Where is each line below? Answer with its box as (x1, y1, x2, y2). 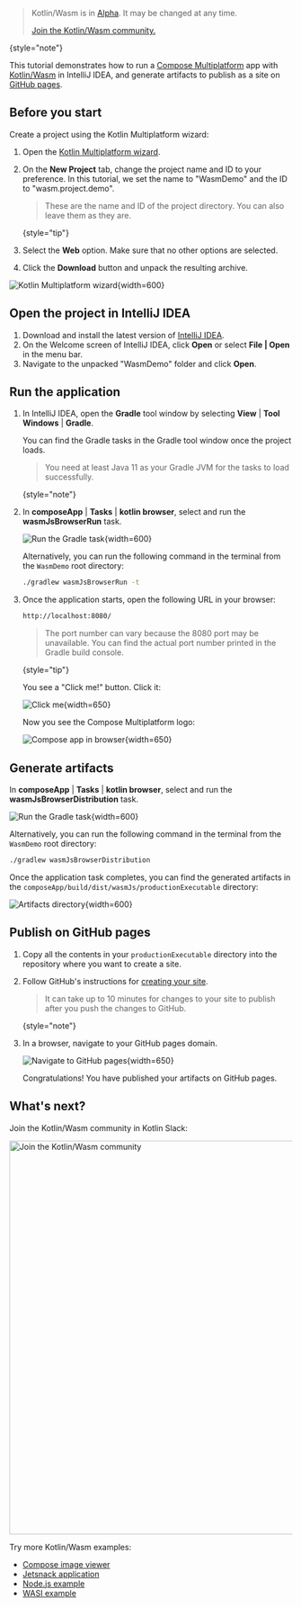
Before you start (9, 105, 102, 121)
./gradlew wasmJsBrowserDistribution (9, 856, 151, 865)
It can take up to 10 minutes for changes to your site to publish (44, 993, 276, 1004)
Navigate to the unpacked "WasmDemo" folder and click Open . (22, 358, 257, 369)
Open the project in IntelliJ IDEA (9, 306, 191, 321)
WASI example (22, 1587, 76, 1598)
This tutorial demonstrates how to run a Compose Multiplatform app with (9, 60, 279, 70)
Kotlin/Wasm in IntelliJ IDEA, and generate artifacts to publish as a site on (9, 69, 280, 80)
